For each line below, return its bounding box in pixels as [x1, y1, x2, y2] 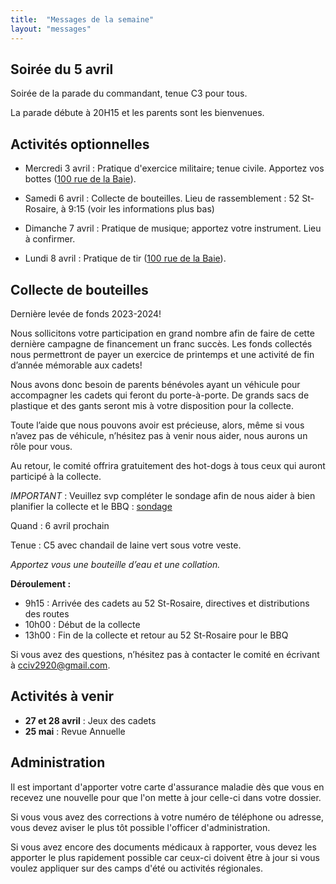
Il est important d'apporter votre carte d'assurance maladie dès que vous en [10, 781, 325, 793]
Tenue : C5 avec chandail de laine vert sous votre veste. [10, 539, 242, 551]
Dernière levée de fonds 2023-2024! [10, 307, 162, 320]
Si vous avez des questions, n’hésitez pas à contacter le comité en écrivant [10, 648, 320, 660]
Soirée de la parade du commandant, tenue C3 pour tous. [10, 87, 248, 100]
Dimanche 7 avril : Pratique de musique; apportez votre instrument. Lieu [24, 222, 322, 235]
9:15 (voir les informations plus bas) [68, 203, 215, 215]
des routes [24, 607, 70, 620]
